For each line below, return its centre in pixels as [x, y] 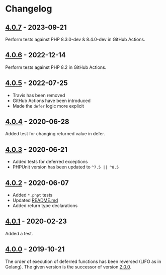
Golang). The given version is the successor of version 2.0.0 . [68, 266]
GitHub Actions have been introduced [52, 101]
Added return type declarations [45, 206]
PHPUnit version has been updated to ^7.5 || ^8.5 [66, 167]
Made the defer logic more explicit [48, 106]
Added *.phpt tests [32, 195]
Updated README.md [35, 200]
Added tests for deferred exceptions [50, 162]
